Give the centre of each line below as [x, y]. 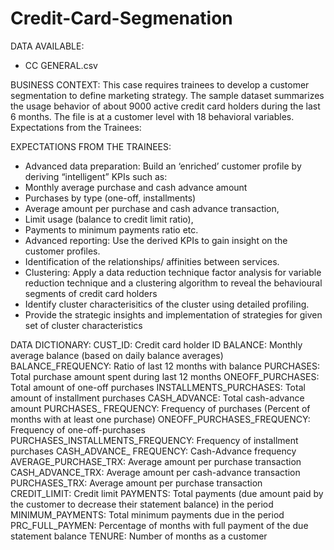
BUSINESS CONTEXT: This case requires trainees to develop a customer [160, 84]
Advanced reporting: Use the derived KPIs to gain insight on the [156, 240]
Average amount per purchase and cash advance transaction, [152, 208]
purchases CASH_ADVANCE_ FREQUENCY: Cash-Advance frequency [153, 451]
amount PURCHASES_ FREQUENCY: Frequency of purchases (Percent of [160, 408]
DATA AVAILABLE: [47, 46]
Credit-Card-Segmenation [121, 18]
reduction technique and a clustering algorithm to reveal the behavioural [173, 283]
